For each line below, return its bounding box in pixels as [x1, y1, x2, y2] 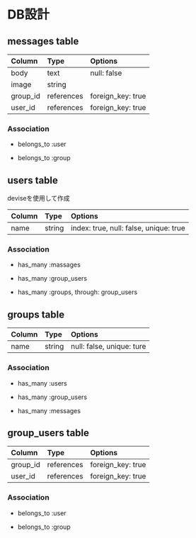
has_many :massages [17, 260, 81, 269]
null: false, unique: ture [70, 342, 146, 352]
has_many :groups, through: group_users [17, 288, 138, 296]
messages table [7, 35, 79, 47]
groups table [7, 308, 65, 320]
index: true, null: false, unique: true [70, 223, 185, 233]
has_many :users [17, 379, 67, 387]
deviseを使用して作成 [7, 194, 70, 203]
